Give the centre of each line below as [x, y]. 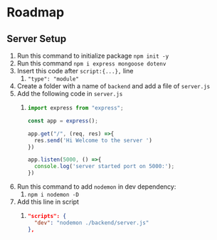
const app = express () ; [63, 121]
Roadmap [36, 12]
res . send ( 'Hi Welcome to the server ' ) [93, 140]
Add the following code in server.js [70, 94]
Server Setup [37, 39]
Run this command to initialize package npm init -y [93, 56]
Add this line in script [48, 202]
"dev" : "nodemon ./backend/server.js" [91, 223]
